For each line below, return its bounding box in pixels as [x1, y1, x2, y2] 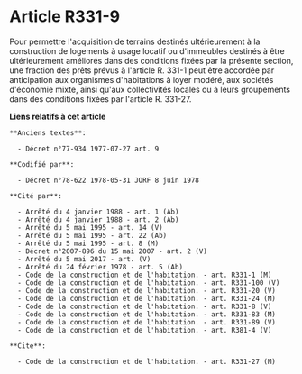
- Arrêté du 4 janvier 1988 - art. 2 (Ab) [17, 214, 179, 224]
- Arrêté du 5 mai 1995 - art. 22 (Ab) [17, 231, 168, 240]
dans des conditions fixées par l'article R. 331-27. [9, 93, 192, 105]
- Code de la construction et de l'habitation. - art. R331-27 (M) [17, 357, 277, 366]
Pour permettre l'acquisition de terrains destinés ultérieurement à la [9, 36, 261, 47]
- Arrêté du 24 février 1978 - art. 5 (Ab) [17, 262, 183, 271]
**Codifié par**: [9, 160, 75, 169]
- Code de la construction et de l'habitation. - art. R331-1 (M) [17, 270, 272, 279]
